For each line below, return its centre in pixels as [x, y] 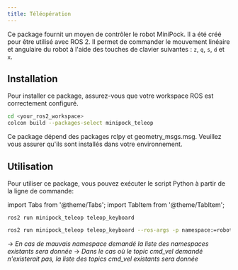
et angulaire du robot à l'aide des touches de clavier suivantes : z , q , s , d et [116, 49]
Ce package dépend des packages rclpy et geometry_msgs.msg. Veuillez [114, 137]
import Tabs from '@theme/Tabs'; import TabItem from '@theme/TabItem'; [116, 205]
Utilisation [30, 166]
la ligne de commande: [41, 191]
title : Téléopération [39, 14]
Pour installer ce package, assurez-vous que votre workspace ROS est [110, 96]
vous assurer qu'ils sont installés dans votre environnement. [95, 144]
